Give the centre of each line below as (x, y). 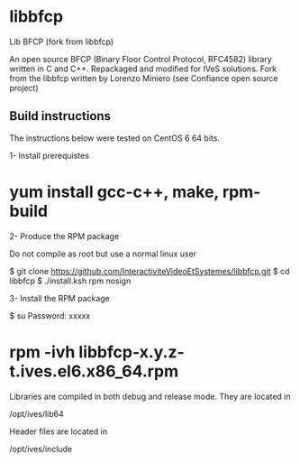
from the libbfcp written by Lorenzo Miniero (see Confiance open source (144, 78)
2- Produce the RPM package (64, 236)
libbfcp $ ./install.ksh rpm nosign (70, 281)
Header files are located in (59, 431)
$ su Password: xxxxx (50, 315)
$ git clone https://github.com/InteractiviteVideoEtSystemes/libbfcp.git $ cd (150, 271)
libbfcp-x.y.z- (132, 352)
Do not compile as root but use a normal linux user (103, 254)
